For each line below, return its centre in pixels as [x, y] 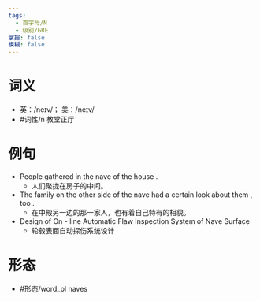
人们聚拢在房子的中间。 [69, 186]
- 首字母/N [31, 23]
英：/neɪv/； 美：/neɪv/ [57, 110]
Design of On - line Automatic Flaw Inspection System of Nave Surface [135, 221]
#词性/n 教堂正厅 [47, 120]
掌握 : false [26, 37]
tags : [17, 15]
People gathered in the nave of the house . [89, 177]
